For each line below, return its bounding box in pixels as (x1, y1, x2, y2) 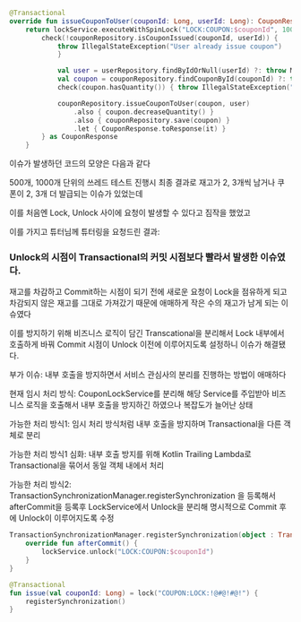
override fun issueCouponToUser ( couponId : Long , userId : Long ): (9, 16, 254, 26)
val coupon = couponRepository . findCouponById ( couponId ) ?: (56, 74, 287, 84)
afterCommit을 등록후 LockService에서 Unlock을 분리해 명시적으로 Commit (9, 502, 278, 513)
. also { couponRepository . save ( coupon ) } (73, 116, 230, 125)
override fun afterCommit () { (25, 539, 139, 549)
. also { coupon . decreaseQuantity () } (73, 108, 215, 117)
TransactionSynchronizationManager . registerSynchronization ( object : (9, 531, 275, 540)
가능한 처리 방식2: (9, 479, 72, 490)
